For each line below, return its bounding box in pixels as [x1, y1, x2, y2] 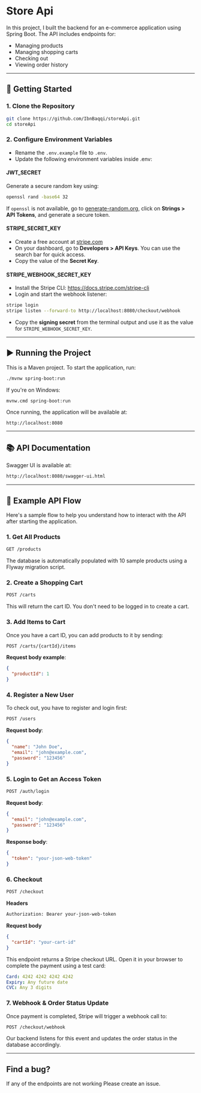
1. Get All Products [6, 532, 61, 541]
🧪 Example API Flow [6, 495, 82, 505]
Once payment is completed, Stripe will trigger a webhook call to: [6, 1012, 167, 1019]
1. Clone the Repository [6, 102, 75, 110]
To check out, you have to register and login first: [6, 704, 127, 711]
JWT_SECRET [6, 169, 41, 176]
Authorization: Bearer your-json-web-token [6, 912, 117, 918]
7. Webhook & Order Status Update [6, 999, 109, 1007]
